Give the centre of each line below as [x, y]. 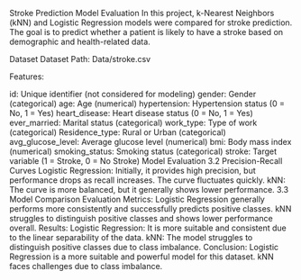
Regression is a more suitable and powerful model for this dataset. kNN [141, 257]
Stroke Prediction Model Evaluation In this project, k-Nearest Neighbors [142, 13]
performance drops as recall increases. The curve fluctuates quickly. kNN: [147, 180]
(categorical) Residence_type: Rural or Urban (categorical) [118, 132]
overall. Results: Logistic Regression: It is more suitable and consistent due [148, 228]
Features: [27, 77]
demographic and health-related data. [80, 41]
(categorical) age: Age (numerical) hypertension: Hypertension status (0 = [147, 104]
